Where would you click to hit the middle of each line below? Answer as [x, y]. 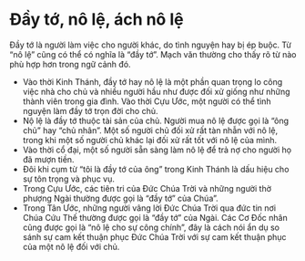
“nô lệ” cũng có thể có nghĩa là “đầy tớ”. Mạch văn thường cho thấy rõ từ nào [153, 54]
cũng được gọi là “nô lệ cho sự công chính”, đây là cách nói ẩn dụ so [151, 227]
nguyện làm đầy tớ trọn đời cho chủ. [90, 110]
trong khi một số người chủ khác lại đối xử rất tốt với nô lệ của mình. [150, 140]
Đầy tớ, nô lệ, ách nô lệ [97, 20]
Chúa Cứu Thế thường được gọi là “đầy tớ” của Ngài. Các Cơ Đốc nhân [155, 217]
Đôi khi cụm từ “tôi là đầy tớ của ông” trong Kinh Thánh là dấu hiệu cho [156, 169]
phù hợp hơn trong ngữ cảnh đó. [70, 64]
